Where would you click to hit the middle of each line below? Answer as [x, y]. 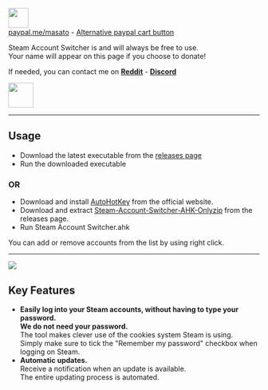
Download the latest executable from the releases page [110, 155]
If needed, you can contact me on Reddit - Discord [93, 71]
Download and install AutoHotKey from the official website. [116, 202]
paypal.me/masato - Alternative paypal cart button [91, 32]
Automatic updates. [53, 360]
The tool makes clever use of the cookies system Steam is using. [126, 334]
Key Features [42, 290]
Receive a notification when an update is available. [103, 368]
